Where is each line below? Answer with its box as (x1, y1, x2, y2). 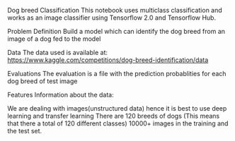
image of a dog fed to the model (7, 35, 101, 43)
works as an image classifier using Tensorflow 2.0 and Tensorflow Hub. (7, 13, 217, 22)
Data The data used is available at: (7, 49, 108, 56)
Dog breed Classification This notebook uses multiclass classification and (7, 6, 223, 14)
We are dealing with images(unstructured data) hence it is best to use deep (7, 104, 227, 112)
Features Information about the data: (7, 91, 115, 99)
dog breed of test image (7, 77, 78, 85)
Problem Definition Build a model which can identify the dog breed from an (7, 27, 225, 35)
